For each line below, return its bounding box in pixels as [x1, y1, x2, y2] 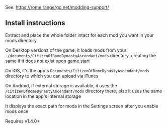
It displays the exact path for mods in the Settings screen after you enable [5, 103, 158, 109]
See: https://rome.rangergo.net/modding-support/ [5, 5, 109, 10]
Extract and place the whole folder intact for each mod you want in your [5, 32, 154, 38]
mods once [5, 108, 29, 114]
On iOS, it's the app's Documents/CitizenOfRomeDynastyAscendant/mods [5, 67, 149, 73]
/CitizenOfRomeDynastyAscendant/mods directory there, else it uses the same [5, 88, 162, 94]
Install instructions [5, 19, 65, 27]
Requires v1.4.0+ [5, 118, 40, 124]
